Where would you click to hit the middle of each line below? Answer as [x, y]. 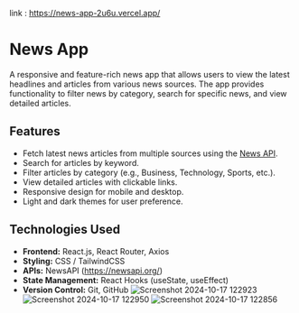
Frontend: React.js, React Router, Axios [96, 251]
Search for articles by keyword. [81, 162]
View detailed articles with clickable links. [100, 182]
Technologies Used [65, 230]
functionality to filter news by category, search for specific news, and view [148, 93]
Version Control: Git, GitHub [75, 290]
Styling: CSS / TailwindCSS [74, 261]
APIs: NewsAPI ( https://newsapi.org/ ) [93, 271]
